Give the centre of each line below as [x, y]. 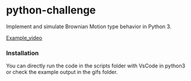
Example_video [24, 38]
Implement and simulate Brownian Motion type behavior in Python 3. [89, 26]
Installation [23, 53]
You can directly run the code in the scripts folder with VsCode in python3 [96, 66]
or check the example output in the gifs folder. [62, 72]
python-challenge [51, 10]
